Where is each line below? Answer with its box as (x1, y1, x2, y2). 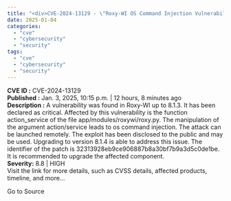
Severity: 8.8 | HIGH (7, 159, 65, 167)
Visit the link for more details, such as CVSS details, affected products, (7, 166, 208, 175)
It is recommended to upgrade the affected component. (7, 152, 165, 160)
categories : (7, 23, 41, 29)
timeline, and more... (7, 174, 65, 182)
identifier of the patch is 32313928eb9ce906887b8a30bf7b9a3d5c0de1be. (7, 145, 220, 153)
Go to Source (7, 187, 45, 196)
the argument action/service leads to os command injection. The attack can (7, 123, 221, 131)
